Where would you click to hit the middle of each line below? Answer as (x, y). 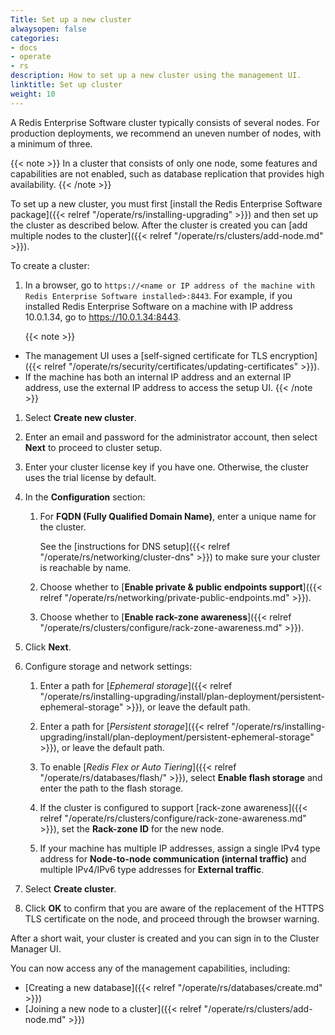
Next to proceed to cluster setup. (93, 447)
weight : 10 (33, 94)
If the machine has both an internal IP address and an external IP (158, 377)
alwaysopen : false (48, 29)
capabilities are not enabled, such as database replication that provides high (167, 173)
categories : (35, 38)
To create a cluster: (50, 265)
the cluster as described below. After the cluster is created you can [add (159, 225)
